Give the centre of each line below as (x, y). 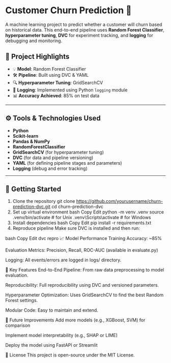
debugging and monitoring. (34, 41)
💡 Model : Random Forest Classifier (49, 69)
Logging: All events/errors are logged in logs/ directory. (63, 260)
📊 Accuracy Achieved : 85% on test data (56, 96)
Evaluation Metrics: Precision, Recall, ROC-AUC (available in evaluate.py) (82, 250)
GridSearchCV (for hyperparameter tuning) (58, 152)
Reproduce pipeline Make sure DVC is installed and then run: (76, 228)
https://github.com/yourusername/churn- (120, 201)
